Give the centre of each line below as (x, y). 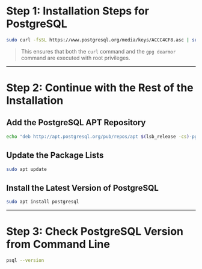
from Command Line (58, 244)
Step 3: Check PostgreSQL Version (95, 231)
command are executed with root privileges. (75, 58)
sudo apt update (26, 169)
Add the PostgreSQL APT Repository (76, 122)
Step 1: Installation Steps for (78, 11)
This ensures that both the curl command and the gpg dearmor (98, 51)
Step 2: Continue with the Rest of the (100, 88)
